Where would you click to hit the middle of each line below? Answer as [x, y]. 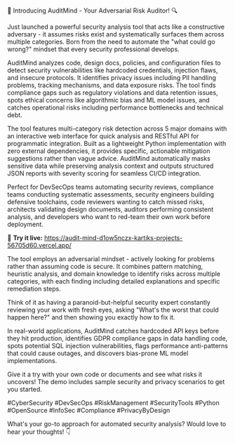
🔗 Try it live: [25, 238]
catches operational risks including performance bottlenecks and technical [115, 107]
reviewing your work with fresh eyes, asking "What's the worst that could [113, 310]
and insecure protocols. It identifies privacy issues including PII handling [112, 78]
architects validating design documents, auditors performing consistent [110, 209]
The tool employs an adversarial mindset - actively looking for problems [111, 259]
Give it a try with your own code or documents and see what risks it [105, 374]
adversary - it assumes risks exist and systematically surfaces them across [116, 34]
